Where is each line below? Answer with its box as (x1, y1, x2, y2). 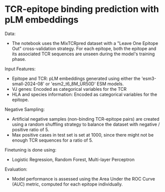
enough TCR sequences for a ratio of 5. (11, 137, 93, 143)
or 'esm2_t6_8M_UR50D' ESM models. (45, 81, 124, 87)
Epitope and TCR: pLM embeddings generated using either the (11, 75, 141, 81)
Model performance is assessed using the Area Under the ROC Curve (11, 176, 156, 182)
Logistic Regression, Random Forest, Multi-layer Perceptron (11, 156, 135, 163)
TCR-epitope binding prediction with (4, 3, 159, 15)
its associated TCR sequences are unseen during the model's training (11, 51, 155, 57)
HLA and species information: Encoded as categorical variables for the (11, 91, 158, 97)
